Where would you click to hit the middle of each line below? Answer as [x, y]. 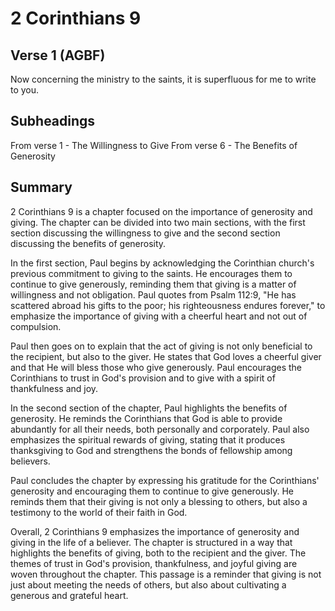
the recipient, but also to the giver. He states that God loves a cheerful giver [166, 356]
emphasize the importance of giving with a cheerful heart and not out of [159, 316]
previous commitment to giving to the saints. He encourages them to [151, 273]
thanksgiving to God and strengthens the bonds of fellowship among [151, 450]
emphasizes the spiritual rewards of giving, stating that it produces [148, 439]
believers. [30, 461]
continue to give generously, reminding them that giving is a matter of [153, 284]
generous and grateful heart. [69, 595]
